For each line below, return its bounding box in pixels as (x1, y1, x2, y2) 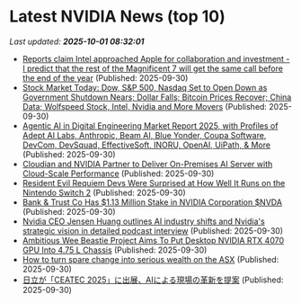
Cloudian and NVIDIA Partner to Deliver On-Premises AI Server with (22, 158, 273, 169)
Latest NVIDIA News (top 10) (9, 6, 226, 27)
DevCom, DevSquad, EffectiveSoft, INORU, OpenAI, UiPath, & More (22, 139, 271, 150)
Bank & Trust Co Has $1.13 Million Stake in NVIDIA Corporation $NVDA (22, 196, 283, 208)
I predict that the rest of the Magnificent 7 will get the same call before (22, 63, 283, 74)
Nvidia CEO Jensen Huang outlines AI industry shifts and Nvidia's (22, 216, 265, 227)
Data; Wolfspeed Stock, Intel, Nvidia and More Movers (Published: (22, 101, 268, 111)
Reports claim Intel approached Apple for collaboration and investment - (22, 53, 290, 64)
